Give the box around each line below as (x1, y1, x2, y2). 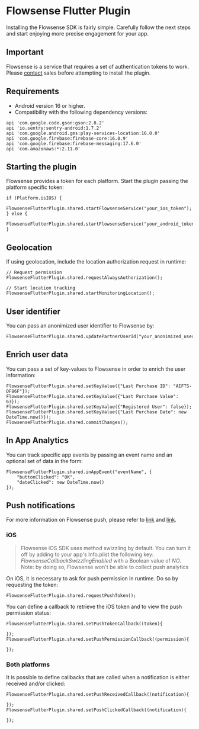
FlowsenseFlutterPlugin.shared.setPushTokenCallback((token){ (6, 621, 163, 627)
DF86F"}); (6, 388, 31, 394)
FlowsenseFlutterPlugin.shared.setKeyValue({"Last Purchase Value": (6, 393, 179, 399)
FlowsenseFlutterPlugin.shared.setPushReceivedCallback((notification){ (6, 692, 190, 698)
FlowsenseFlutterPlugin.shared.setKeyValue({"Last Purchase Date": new (6, 409, 187, 415)
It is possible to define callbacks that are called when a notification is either (6, 674, 190, 681)
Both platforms (6, 660, 50, 669)
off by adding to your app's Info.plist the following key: (20, 551, 154, 558)
